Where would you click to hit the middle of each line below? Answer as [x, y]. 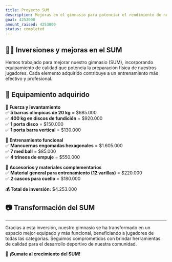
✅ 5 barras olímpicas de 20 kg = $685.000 [51, 112]
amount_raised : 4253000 [31, 24]
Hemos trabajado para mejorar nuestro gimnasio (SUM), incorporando [79, 62]
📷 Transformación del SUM [50, 208]
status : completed [25, 29]
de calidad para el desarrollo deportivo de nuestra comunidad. [71, 244]
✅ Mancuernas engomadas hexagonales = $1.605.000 [64, 145]
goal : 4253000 [20, 19]
